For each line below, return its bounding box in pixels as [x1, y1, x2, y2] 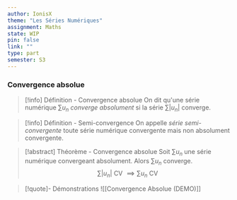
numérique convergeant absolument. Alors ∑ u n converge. [24, 156, 193, 167]
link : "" [7, 43, 33, 50]
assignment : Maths [7, 23, 62, 30]
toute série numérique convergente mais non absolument [63, 126, 230, 134]
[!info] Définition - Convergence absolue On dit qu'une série [24, 96, 200, 105]
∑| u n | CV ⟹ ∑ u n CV [97, 169, 158, 180]
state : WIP [7, 30, 40, 37]
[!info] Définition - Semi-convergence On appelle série [24, 118, 184, 127]
